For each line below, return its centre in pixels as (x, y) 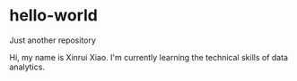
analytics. (27, 67)
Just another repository (53, 40)
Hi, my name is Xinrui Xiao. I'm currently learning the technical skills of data (149, 57)
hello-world (54, 16)
